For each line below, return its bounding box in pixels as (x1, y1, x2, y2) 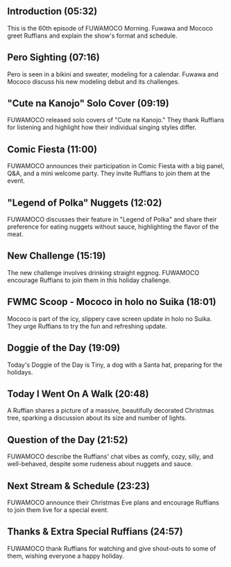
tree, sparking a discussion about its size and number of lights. (7, 413, 187, 422)
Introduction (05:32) (7, 6, 98, 17)
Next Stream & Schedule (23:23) (7, 479, 151, 492)
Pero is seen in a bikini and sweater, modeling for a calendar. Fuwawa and (7, 69, 219, 79)
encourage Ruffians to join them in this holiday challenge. (7, 276, 171, 284)
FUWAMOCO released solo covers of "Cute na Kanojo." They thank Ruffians (7, 116, 225, 124)
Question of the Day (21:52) (7, 434, 128, 445)
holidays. (7, 368, 33, 376)
